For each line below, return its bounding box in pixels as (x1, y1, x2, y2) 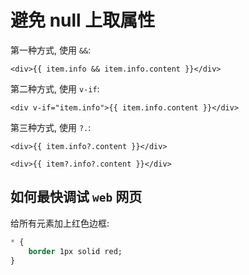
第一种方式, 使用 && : (10, 44, 92, 56)
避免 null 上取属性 (10, 9, 156, 32)
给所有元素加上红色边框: (10, 217, 110, 229)
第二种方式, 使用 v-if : (10, 82, 100, 95)
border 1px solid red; (28, 246, 123, 256)
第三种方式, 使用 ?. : (10, 121, 92, 133)
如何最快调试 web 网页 (10, 189, 143, 206)
